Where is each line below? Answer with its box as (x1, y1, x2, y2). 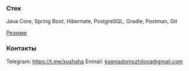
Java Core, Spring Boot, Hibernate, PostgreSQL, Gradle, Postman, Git (6, 18, 178, 25)
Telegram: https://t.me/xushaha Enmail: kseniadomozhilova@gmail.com (6, 58, 183, 65)
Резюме (6, 29, 27, 36)
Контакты (6, 44, 37, 53)
